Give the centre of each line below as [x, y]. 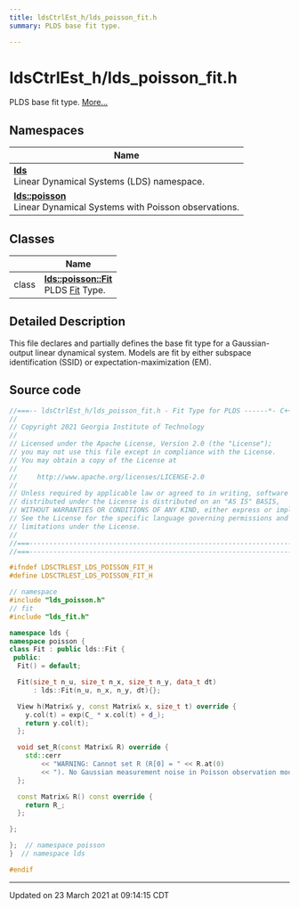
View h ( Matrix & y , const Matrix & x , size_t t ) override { [127, 706]
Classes [32, 238]
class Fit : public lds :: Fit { [67, 650]
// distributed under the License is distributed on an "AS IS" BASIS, [145, 502]
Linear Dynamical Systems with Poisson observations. [127, 208]
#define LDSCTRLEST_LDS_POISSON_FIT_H [81, 576]
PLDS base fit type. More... [59, 102]
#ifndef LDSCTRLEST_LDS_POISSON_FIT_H [81, 568]
